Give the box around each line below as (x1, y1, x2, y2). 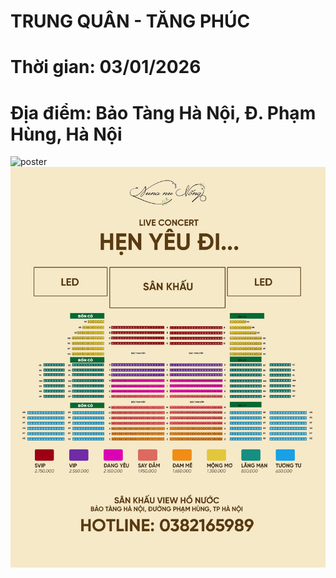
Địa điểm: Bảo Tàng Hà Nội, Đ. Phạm (10, 101, 317, 124)
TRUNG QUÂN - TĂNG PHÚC (10, 10, 251, 33)
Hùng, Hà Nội (10, 123, 123, 145)
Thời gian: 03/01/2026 (10, 56, 202, 79)
